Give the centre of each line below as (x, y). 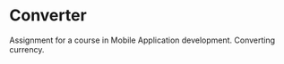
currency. (27, 49)
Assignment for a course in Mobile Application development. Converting (142, 40)
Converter (48, 16)
